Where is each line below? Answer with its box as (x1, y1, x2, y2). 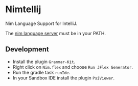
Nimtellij (5, 4, 41, 15)
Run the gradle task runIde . (12, 69, 71, 75)
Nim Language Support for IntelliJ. (5, 20, 78, 26)
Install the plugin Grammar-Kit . (12, 59, 76, 65)
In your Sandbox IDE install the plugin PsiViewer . (12, 75, 115, 81)
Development (5, 45, 50, 54)
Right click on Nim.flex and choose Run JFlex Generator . (12, 64, 133, 70)
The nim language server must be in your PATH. (5, 30, 106, 36)
